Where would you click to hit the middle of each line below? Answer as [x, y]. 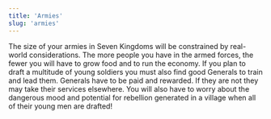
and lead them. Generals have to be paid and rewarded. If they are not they [133, 80]
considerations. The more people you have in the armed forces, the [141, 55]
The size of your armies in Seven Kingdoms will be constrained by [119, 46]
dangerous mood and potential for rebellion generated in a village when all [132, 97]
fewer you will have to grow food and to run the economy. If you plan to [127, 63]
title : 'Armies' [36, 16]
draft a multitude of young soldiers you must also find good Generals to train [135, 72]
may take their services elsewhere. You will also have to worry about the [129, 88]
